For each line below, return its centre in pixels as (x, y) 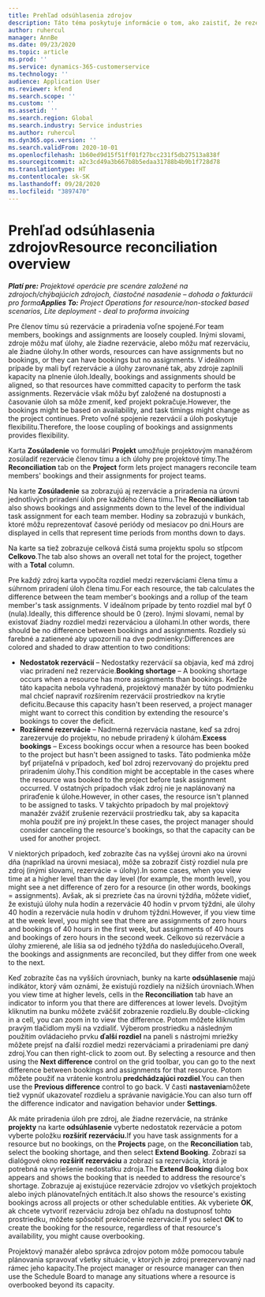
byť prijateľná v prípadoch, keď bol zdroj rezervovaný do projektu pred (134, 762)
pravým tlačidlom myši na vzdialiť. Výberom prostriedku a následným (120, 1028)
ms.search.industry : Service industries (76, 125)
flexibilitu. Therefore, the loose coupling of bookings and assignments (121, 427)
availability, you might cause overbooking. (77, 1236)
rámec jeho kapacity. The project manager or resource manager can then (126, 1268)
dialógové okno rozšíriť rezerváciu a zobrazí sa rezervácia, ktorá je (118, 1161)
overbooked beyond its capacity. (62, 1284)
